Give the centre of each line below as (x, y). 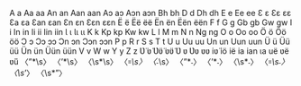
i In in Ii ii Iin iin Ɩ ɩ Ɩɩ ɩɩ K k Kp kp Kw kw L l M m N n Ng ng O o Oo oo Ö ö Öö (148, 32)
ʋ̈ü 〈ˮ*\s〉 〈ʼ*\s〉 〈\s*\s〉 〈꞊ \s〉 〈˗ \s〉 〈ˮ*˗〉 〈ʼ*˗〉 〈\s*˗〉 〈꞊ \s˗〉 (149, 61)
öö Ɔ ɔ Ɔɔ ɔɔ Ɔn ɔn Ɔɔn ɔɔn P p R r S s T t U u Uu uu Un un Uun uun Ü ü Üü (150, 41)
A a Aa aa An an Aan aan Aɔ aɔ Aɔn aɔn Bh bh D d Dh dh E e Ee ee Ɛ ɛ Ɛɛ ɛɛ (150, 13)
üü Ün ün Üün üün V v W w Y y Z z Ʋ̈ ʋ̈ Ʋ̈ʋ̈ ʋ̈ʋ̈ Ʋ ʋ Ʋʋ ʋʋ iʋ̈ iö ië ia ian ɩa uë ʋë (150, 51)
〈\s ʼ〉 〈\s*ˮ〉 (38, 73)
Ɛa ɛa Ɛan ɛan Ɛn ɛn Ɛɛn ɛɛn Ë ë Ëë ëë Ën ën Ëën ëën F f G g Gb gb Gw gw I (151, 22)
